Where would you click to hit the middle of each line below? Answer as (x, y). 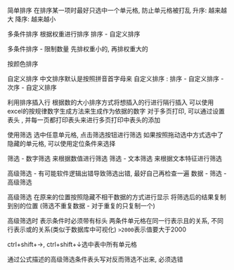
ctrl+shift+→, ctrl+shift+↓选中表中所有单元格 (72, 244)
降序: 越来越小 (35, 19)
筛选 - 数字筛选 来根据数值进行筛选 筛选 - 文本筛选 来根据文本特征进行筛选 (115, 158)
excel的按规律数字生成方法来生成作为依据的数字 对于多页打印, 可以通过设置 (116, 111)
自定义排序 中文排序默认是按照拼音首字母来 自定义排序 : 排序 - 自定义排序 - (116, 79)
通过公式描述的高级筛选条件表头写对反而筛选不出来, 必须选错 (95, 259)
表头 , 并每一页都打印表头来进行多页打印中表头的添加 (84, 120)
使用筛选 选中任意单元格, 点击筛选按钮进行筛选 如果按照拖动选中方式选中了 (115, 135)
